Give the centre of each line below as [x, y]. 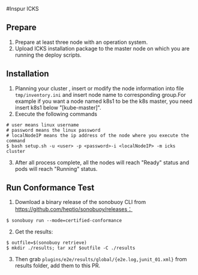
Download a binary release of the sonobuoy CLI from [80, 202]
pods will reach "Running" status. [56, 168]
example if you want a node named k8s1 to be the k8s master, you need [103, 101]
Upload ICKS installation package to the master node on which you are [102, 48]
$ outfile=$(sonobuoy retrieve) [46, 243]
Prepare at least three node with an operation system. [81, 42]
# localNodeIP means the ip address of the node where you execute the [97, 135]
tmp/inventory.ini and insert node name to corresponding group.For [100, 94]
